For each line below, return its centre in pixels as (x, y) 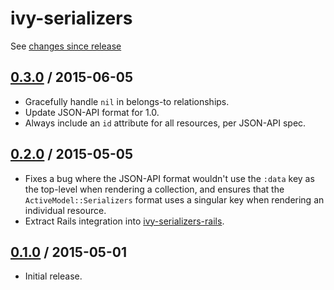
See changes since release (66, 46)
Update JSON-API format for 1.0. (92, 112)
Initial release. (53, 276)
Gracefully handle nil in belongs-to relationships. (127, 101)
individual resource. (65, 210)
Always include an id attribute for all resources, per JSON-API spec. (165, 123)
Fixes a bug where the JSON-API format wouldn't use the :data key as (169, 178)
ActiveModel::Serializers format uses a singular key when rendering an (174, 199)
